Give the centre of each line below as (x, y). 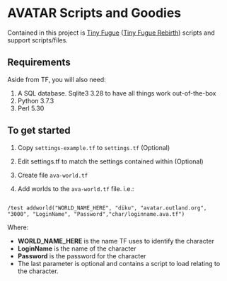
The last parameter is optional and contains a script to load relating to (119, 263)
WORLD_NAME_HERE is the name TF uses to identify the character (116, 241)
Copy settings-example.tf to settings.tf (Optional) (94, 147)
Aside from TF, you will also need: (57, 79)
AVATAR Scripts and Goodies (94, 13)
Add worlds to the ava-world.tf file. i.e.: (76, 188)
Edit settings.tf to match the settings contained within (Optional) (110, 161)
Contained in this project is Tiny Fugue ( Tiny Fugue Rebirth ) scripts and (111, 33)
